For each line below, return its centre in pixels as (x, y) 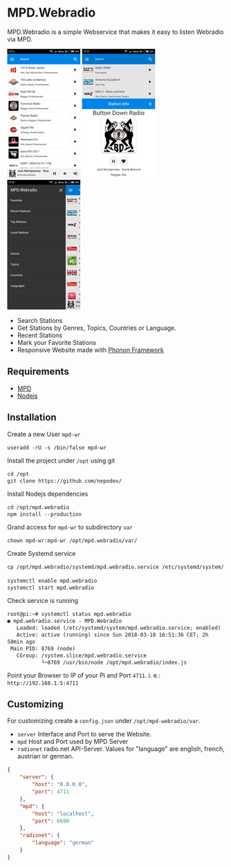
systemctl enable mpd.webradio (52, 581)
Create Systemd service (41, 553)
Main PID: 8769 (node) (43, 649)
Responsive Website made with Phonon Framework (90, 350)
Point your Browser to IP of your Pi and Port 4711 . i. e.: (84, 675)
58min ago (21, 642)
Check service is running (43, 600)
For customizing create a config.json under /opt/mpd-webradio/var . (104, 721)
